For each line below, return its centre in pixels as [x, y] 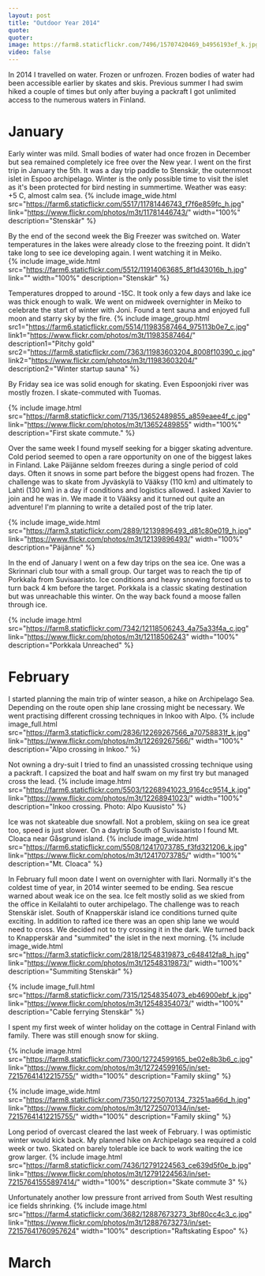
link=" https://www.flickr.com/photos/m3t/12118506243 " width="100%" [123, 636]
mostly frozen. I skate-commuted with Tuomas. [85, 392]
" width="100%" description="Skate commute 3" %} [162, 1182]
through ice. [28, 604]
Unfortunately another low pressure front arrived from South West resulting [131, 1197]
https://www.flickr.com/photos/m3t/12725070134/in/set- [119, 1108]
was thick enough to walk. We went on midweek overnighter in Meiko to [125, 302]
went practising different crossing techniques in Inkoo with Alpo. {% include [131, 715]
